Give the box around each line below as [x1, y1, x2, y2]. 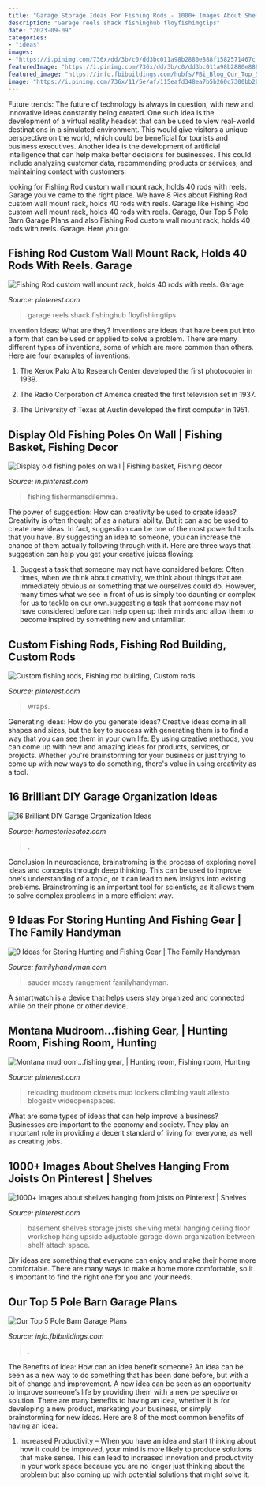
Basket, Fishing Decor [8, 440, 118, 454]
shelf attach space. [27, 1241, 91, 1250]
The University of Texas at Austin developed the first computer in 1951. [19, 405, 250, 415]
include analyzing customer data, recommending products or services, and [8, 158, 252, 167]
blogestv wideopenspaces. [27, 1096, 116, 1106]
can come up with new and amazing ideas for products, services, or [8, 742, 230, 751]
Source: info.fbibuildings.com [8, 1331, 104, 1341]
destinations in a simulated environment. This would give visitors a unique [8, 124, 248, 134]
